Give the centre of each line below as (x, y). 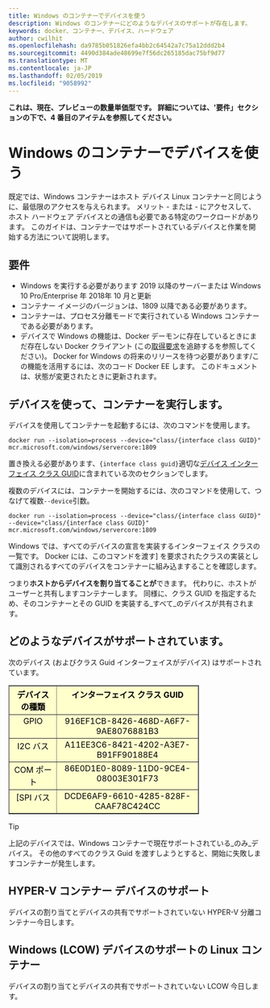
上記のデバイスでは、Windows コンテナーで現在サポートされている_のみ (128, 843)
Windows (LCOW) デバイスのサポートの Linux (124, 950)
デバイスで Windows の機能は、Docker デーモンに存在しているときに (135, 336)
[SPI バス (33, 797)
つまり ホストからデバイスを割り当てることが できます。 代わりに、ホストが (132, 583)
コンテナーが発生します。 (57, 863)
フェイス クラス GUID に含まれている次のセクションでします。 (110, 474)
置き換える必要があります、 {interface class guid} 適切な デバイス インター (133, 463)
